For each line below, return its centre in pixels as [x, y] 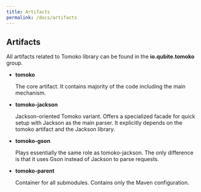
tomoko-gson [32, 141]
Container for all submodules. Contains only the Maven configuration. [102, 183]
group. [15, 63]
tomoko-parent [35, 171]
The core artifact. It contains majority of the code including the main [100, 87]
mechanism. [30, 93]
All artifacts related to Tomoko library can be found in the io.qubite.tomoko [101, 57]
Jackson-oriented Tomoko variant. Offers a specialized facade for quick [105, 116]
